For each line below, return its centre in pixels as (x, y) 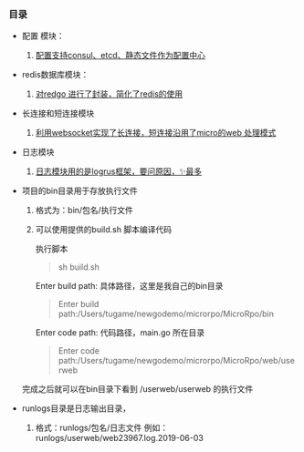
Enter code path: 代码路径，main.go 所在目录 (120, 333)
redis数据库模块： (55, 75)
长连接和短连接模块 (58, 113)
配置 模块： (43, 36)
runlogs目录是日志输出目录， (76, 408)
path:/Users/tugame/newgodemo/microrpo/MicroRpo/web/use (177, 361)
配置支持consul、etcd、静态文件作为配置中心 (121, 56)
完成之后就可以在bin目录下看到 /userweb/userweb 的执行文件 (137, 389)
